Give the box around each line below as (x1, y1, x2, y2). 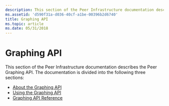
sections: (5, 74, 24, 80)
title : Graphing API (5, 16, 49, 21)
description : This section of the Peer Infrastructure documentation (5, 7, 154, 12)
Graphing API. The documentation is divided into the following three (5, 69, 146, 75)
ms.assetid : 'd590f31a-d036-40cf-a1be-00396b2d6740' (5, 12, 118, 17)
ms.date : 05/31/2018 (5, 26, 49, 31)
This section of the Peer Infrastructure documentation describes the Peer (5, 64, 157, 70)
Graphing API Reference (12, 95, 63, 101)
